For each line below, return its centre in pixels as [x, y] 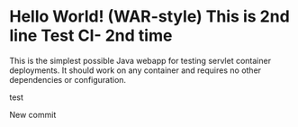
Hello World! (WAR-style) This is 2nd [149, 17]
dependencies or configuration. [68, 79]
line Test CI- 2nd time [91, 36]
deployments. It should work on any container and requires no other [135, 70]
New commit [33, 114]
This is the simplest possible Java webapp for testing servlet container [140, 60]
